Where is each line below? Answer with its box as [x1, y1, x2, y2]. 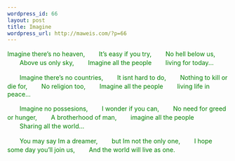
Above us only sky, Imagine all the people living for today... [19, 59, 214, 67]
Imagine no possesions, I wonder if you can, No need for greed [19, 104, 227, 113]
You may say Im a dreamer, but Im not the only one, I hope [19, 137, 213, 146]
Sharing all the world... [19, 122, 85, 130]
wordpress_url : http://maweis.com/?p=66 [7, 29, 128, 37]
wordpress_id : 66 [7, 10, 58, 17]
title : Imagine [7, 23, 52, 30]
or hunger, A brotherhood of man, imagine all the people [7, 113, 194, 122]
